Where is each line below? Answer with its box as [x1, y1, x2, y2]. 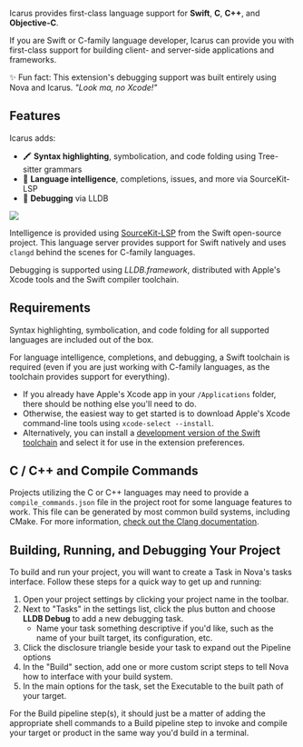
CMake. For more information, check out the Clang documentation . [9, 516, 260, 527]
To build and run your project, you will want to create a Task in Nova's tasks [9, 567, 292, 578]
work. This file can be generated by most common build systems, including [9, 506, 290, 517]
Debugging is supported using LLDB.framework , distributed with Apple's [9, 264, 281, 275]
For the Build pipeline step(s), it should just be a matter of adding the [9, 708, 266, 719]
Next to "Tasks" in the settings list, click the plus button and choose [22, 603, 276, 614]
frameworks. [9, 55, 57, 65]
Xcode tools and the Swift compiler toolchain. [9, 274, 180, 284]
